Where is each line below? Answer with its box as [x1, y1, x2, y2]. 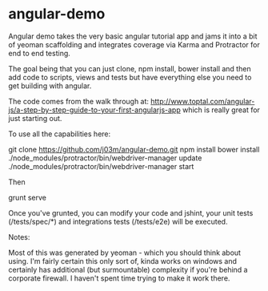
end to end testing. [8, 48, 70, 58]
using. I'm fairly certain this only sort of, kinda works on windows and [8, 256, 238, 265]
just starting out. [8, 113, 62, 123]
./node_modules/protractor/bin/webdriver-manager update [8, 153, 202, 163]
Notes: [8, 232, 30, 241]
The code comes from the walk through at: [8, 96, 150, 106]
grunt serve [8, 192, 46, 202]
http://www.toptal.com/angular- [150, 96, 255, 106]
